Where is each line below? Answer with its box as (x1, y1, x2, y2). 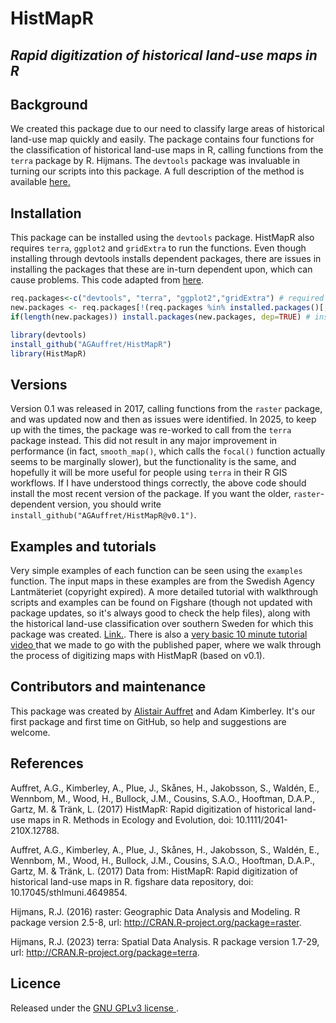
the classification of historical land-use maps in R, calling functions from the (10, 144, 324, 156)
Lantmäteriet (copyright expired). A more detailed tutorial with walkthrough (10, 586, 319, 598)
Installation (10, 205, 82, 222)
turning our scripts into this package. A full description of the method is (10, 165, 305, 177)
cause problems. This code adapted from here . (10, 274, 205, 286)
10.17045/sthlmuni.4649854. (10, 886, 128, 898)
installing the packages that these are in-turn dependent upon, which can (10, 263, 313, 276)
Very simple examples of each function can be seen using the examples (10, 565, 303, 577)
